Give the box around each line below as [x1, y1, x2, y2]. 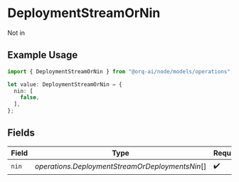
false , [20, 94, 40, 101]
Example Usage [7, 49, 78, 61]
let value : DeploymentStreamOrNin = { [7, 80, 122, 88]
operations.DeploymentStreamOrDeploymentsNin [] [34, 161, 207, 171]
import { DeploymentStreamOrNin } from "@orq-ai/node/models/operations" [7, 68, 231, 75]
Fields [7, 127, 36, 139]
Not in [7, 28, 26, 37]
